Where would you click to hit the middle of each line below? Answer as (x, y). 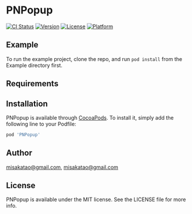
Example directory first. (34, 65)
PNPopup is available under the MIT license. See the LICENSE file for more (96, 199)
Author (19, 153)
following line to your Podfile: (41, 124)
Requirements (32, 84)
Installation (27, 103)
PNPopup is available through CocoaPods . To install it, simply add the (90, 117)
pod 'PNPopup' (23, 135)
